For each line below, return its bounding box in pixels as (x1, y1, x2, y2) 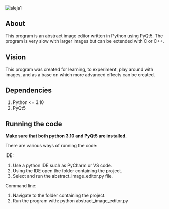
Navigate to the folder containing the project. (12, 192, 106, 199)
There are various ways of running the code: (5, 143, 98, 149)
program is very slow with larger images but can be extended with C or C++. (5, 38, 164, 44)
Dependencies (5, 86, 52, 95)
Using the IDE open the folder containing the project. (12, 168, 122, 174)
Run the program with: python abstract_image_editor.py (12, 198, 128, 204)
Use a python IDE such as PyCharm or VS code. (12, 162, 112, 169)
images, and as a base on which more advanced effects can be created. (5, 71, 155, 78)
